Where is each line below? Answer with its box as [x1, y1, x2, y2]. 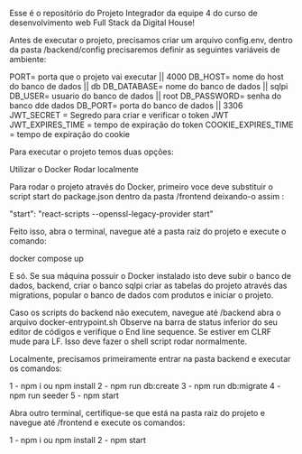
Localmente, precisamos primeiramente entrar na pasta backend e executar [9, 354, 291, 364]
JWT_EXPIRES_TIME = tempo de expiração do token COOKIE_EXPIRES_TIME [9, 119, 294, 130]
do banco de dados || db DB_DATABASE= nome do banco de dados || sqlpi [9, 81, 288, 91]
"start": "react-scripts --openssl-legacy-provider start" [9, 208, 214, 219]
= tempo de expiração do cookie [9, 129, 131, 139]
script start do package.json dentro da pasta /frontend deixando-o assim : [9, 191, 285, 201]
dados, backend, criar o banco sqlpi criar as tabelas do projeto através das [9, 280, 288, 291]
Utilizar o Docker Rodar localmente [9, 164, 139, 174]
